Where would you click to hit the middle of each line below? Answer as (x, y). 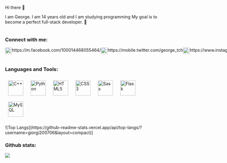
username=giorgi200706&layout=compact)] (49, 133)
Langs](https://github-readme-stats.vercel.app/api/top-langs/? (79, 127)
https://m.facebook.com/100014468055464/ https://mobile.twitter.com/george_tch (97, 50)
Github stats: (21, 145)
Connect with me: (26, 40)
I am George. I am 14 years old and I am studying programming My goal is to (81, 17)
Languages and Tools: (32, 69)
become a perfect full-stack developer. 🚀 (46, 22)
